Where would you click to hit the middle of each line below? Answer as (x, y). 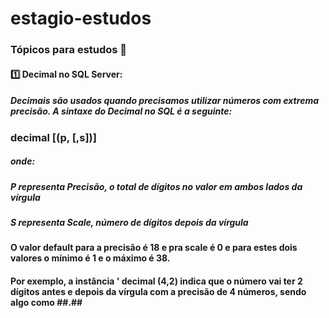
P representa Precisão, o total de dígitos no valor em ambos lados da (156, 186)
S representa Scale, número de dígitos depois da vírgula (129, 223)
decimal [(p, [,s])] (53, 137)
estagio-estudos (81, 18)
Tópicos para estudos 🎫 (69, 50)
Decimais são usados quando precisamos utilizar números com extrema (164, 101)
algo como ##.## (46, 302)
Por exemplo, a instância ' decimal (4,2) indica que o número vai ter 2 (156, 281)
